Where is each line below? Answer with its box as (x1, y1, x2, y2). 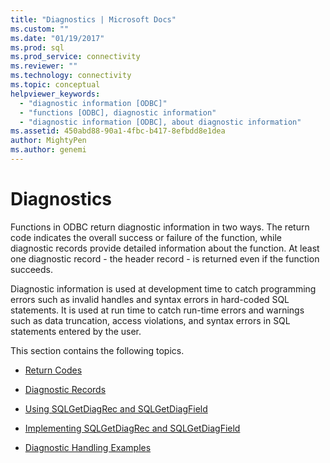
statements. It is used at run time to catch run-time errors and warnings (10, 304, 305, 316)
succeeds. (10, 263, 53, 275)
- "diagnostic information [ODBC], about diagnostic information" (19, 117, 302, 127)
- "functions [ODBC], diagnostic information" (19, 107, 217, 118)
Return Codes (24, 364, 83, 376)
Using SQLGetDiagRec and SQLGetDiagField (24, 402, 208, 415)
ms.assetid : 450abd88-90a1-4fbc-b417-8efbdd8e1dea (10, 126, 226, 136)
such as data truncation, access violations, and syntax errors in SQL (10, 314, 291, 326)
